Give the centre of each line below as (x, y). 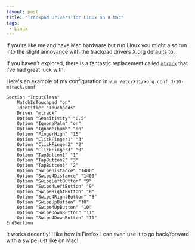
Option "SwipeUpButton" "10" (53, 202)
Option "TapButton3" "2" (48, 166)
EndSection (20, 223)
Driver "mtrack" (37, 113)
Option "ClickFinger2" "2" (50, 145)
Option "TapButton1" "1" (48, 155)
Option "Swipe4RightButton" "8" (57, 197)
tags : (13, 23)
